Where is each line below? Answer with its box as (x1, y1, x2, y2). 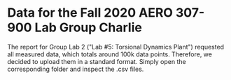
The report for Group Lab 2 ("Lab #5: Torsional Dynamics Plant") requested (7, 42, 225, 51)
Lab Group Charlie (34, 19, 142, 35)
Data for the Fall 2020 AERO (7, 5, 174, 21)
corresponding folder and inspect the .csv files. (7, 65, 144, 73)
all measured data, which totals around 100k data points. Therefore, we (7, 50, 212, 58)
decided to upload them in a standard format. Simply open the (7, 57, 187, 65)
